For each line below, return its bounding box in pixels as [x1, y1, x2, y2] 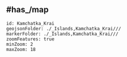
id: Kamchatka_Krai [6, 20, 55, 26]
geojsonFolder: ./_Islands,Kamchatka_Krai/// [6, 26, 121, 31]
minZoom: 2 [6, 41, 33, 47]
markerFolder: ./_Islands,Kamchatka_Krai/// [6, 31, 119, 37]
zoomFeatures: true [6, 36, 55, 42]
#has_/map [6, 5, 49, 15]
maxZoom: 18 [6, 46, 36, 52]
